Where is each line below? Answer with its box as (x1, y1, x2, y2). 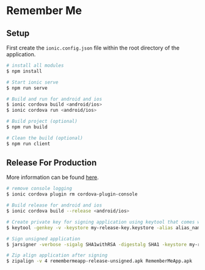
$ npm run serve (6, 85, 48, 91)
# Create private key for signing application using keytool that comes (6, 219, 195, 225)
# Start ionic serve (6, 79, 59, 86)
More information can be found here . (6, 173, 99, 181)
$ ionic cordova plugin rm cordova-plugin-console (6, 191, 138, 197)
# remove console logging (6, 186, 72, 192)
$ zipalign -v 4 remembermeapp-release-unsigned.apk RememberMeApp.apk (6, 258, 192, 265)
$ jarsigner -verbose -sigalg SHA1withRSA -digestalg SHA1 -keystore (6, 241, 187, 247)
